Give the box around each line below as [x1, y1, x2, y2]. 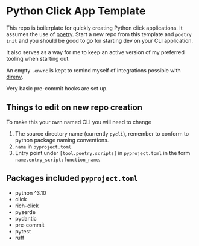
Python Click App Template [6, 4, 146, 18]
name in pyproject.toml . [14, 143, 74, 150]
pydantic [14, 215, 37, 222]
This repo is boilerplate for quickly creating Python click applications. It [6, 24, 183, 31]
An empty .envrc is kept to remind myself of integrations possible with [6, 66, 181, 74]
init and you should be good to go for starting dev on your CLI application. [6, 37, 194, 44]
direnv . [6, 73, 24, 80]
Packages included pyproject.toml [6, 173, 139, 183]
